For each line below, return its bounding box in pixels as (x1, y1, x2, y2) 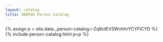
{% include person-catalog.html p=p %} (5, 31, 89, 37)
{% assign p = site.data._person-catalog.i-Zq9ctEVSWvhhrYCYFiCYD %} (5, 25, 158, 31)
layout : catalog (5, 7, 39, 12)
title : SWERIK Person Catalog (5, 12, 69, 17)
